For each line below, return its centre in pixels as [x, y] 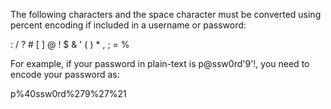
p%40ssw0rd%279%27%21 [68, 93]
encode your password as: [65, 74]
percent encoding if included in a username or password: [128, 25]
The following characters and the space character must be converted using [166, 14]
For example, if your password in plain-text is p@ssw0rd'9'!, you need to [160, 63]
